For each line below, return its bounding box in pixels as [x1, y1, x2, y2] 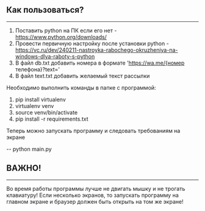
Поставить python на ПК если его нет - [15, 27, 117, 34]
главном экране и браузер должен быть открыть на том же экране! [6, 198, 184, 205]
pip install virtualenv [15, 96, 66, 103]
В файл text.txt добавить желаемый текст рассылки [15, 72, 150, 79]
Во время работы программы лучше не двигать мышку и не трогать [6, 185, 185, 192]
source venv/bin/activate [15, 109, 78, 116]
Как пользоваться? [6, 5, 84, 15]
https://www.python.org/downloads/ [15, 33, 107, 40]
